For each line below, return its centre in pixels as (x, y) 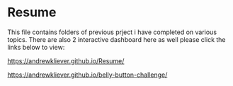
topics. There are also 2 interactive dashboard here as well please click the (116, 39)
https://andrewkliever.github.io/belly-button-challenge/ (87, 75)
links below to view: (36, 47)
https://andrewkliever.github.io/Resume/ (66, 60)
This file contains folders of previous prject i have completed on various (112, 32)
